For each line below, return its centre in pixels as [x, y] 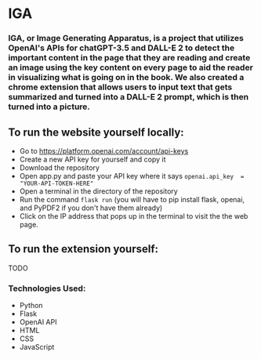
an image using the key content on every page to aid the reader [130, 67]
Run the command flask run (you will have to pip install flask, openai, [132, 199]
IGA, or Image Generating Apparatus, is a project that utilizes [126, 38]
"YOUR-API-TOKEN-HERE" [56, 183]
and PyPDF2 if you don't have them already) [91, 208]
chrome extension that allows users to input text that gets [120, 87]
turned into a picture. [49, 107]
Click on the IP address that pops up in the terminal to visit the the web [134, 216]
